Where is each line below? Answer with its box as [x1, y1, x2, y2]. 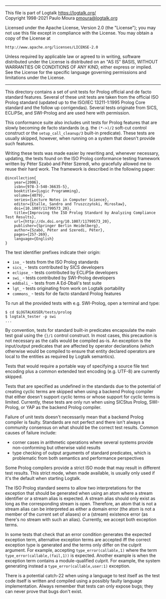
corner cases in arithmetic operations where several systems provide [12, 439, 153, 445]
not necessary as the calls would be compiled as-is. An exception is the [5, 338, 151, 344]
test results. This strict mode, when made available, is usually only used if [5, 470, 155, 476]
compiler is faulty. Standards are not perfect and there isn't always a [5, 419, 144, 425]
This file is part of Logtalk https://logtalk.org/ [5, 10, 96, 15]
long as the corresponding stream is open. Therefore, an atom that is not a [5, 501, 157, 506]
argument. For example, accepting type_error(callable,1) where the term [5, 547, 157, 553]
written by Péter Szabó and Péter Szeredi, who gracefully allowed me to [5, 161, 152, 167]
